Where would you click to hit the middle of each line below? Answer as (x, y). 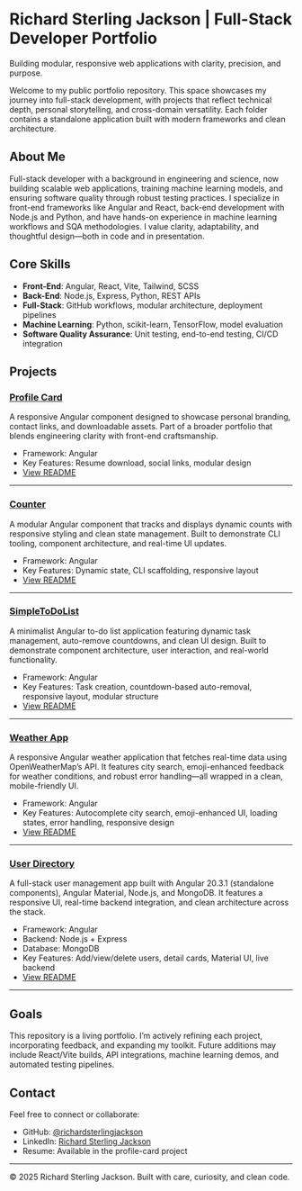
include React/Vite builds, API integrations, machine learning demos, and (144, 1055)
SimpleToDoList (44, 611)
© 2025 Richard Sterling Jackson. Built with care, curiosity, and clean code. (150, 1177)
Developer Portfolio (83, 38)
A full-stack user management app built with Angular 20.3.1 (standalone (142, 883)
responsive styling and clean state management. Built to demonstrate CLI (145, 533)
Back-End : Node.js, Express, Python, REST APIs (111, 295)
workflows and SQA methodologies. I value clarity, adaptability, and (134, 226)
